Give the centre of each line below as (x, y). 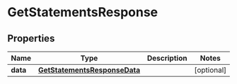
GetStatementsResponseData (89, 70)
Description (167, 58)
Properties (31, 38)
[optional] (210, 70)
